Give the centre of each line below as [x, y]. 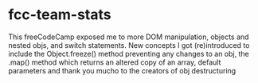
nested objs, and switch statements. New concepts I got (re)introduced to [129, 45]
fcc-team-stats [60, 15]
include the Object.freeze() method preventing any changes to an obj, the [129, 53]
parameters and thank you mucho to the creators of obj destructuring [122, 70]
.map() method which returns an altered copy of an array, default [115, 62]
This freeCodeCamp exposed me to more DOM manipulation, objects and [129, 37]
